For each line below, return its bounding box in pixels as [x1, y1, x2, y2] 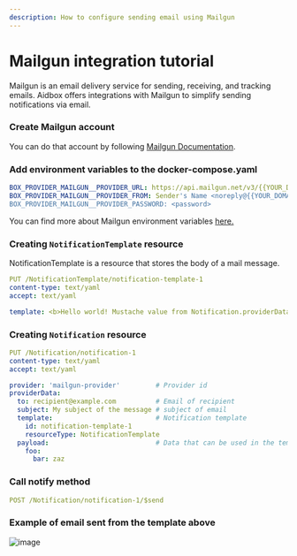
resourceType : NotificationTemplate [25, 430, 161, 438]
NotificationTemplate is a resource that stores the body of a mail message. [9, 258, 280, 269]
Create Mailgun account [9, 121, 115, 133]
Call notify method [9, 476, 91, 488]
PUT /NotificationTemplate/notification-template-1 [9, 275, 203, 284]
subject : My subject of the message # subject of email [17, 406, 227, 415]
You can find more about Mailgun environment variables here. [9, 216, 234, 226]
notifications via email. [9, 99, 91, 110]
